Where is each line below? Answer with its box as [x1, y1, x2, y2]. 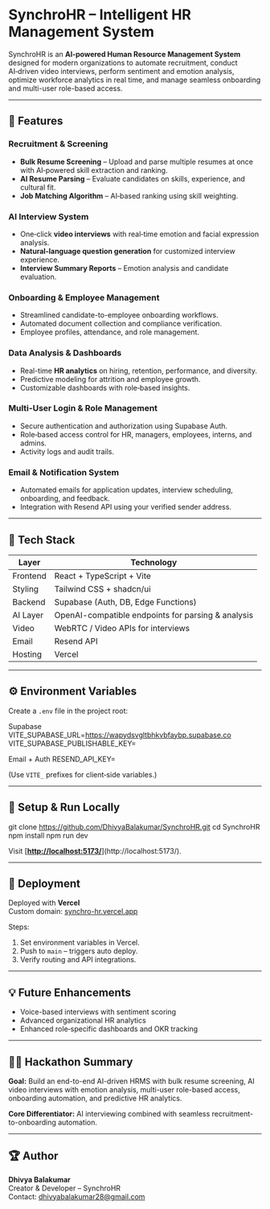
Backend [12, 596, 46, 608]
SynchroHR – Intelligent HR [8, 6, 191, 24]
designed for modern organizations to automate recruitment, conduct [8, 58, 239, 68]
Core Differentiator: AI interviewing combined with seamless [8, 1109, 211, 1118]
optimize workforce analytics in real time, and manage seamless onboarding [8, 75, 261, 84]
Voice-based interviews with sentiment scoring [19, 1007, 177, 1017]
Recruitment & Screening [8, 138, 108, 150]
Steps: [8, 922, 30, 932]
